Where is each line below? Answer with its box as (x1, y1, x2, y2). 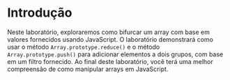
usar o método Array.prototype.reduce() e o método (7, 42, 160, 51)
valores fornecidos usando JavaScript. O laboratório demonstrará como (7, 35, 214, 43)
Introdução (7, 5, 72, 21)
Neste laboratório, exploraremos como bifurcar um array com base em (7, 28, 210, 36)
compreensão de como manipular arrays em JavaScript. (7, 65, 169, 73)
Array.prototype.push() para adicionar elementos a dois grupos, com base (7, 50, 224, 58)
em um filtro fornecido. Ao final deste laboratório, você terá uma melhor (7, 57, 214, 65)
